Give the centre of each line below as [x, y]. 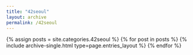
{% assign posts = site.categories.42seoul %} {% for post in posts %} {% [96, 40]
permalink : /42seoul [32, 22]
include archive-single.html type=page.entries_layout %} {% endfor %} [94, 46]
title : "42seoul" [28, 12]
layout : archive [26, 17]
